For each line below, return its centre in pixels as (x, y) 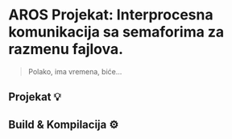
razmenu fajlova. (66, 49)
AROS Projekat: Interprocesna (111, 15)
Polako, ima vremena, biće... (75, 71)
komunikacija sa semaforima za (116, 32)
